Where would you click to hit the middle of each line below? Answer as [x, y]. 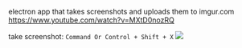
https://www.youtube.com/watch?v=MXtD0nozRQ [91, 20]
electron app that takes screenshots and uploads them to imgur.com [121, 12]
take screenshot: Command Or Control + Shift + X [91, 36]
